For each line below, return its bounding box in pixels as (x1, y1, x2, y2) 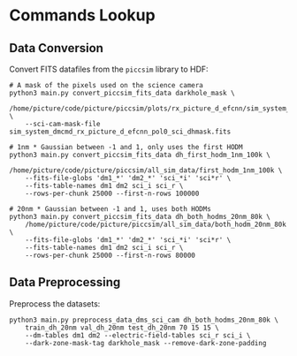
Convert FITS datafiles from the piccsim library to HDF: (9, 64, 209, 74)
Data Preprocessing (9, 275, 121, 290)
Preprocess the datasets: (9, 298, 101, 309)
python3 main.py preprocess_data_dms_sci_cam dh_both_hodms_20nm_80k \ (9, 315, 278, 324)
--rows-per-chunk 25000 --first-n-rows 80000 (25, 251, 196, 260)
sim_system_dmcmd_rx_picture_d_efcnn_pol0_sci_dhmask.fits (9, 127, 232, 136)
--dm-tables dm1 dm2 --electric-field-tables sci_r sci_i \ (25, 330, 251, 340)
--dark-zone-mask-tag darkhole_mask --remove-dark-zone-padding (25, 338, 267, 347)
